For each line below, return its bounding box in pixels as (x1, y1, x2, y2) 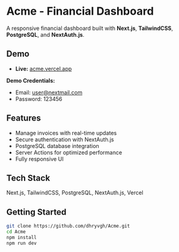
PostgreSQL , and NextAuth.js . (6, 31, 85, 38)
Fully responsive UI (15, 155, 64, 163)
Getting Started (6, 207, 67, 217)
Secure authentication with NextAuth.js (15, 136, 115, 143)
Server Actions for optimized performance (15, 149, 123, 156)
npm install (6, 234, 37, 240)
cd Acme (6, 229, 26, 235)
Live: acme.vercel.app (15, 65, 72, 72)
